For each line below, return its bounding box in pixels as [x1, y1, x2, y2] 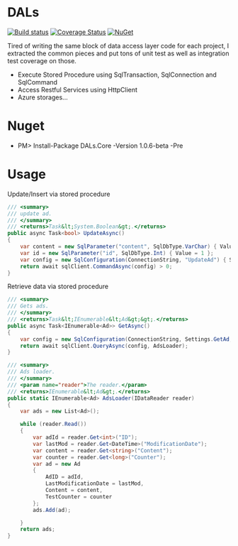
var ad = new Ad [33, 460, 81, 467]
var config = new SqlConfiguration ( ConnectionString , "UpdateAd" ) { [20, 256, 227, 263]
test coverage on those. [7, 56, 76, 65]
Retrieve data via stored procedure [7, 282, 109, 291]
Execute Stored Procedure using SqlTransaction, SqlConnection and [17, 70, 217, 79]
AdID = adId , [45, 474, 84, 481]
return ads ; [20, 526, 55, 533]
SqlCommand [17, 77, 58, 86]
